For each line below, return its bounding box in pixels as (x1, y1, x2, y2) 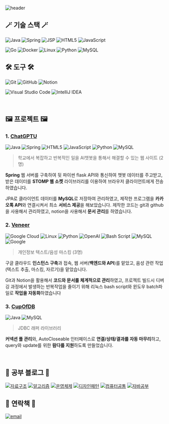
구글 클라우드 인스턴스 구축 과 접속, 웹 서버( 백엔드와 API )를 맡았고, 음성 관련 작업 (5, 260, 163, 266)
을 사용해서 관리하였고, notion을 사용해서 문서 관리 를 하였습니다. (5, 208, 132, 214)
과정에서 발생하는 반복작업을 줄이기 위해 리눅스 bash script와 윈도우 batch (10, 283, 159, 289)
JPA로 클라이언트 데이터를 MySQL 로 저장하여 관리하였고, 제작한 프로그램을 (5, 195, 154, 202)
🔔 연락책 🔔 (5, 400, 36, 408)
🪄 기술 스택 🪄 (5, 21, 48, 30)
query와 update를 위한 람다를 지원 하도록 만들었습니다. (5, 342, 114, 348)
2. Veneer (5, 221, 30, 229)
